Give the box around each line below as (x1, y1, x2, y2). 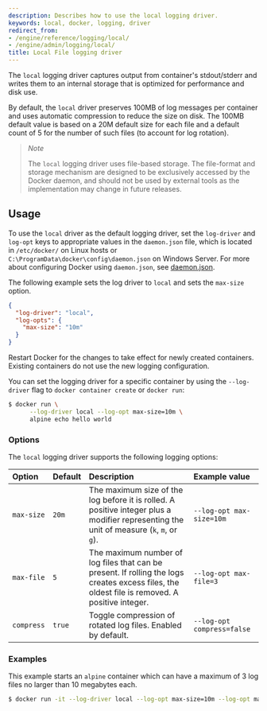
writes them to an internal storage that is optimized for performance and (8, 79, 245, 88)
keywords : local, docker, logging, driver (8, 19, 151, 27)
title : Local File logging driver (8, 49, 123, 56)
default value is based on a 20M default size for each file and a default (8, 120, 240, 129)
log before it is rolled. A (88, 494, 176, 505)
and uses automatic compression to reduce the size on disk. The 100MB (8, 111, 245, 120)
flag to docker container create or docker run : (31, 385, 185, 394)
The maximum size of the (88, 484, 184, 495)
